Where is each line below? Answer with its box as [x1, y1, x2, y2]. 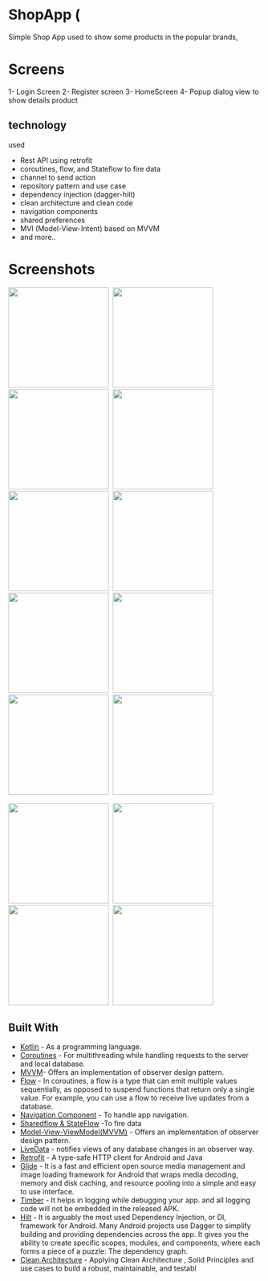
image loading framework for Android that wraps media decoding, [19, 1170, 238, 1180]
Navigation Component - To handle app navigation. [19, 1110, 189, 1120]
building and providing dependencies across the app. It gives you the [19, 1230, 249, 1239]
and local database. [19, 1059, 86, 1068]
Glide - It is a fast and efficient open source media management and [19, 1161, 246, 1171]
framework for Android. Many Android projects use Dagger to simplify [19, 1221, 251, 1230]
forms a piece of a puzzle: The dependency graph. [19, 1247, 189, 1256]
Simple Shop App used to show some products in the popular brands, [8, 32, 238, 42]
